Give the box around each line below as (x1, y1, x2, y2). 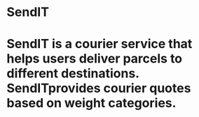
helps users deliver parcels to (6, 51, 183, 67)
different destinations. (6, 65, 139, 81)
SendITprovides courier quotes (6, 81, 191, 96)
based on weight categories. (6, 95, 177, 111)
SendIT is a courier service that (6, 36, 193, 52)
